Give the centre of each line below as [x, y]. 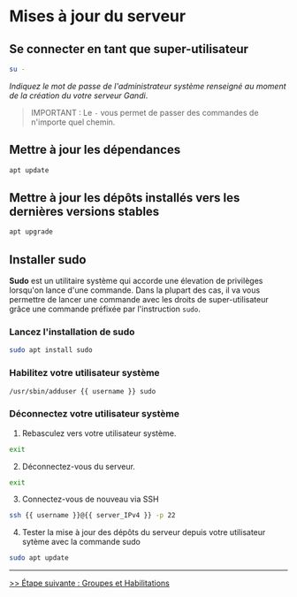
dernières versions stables [84, 211]
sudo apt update [39, 558]
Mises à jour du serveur [98, 16]
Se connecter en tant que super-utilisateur [129, 49]
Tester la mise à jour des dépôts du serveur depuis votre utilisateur [144, 532]
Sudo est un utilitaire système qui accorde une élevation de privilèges [136, 281]
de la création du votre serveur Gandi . [79, 96]
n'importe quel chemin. [73, 122]
